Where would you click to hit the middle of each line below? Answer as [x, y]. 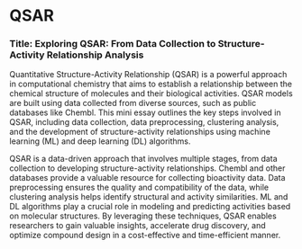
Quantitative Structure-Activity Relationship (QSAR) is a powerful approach [148, 75]
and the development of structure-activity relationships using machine [140, 132]
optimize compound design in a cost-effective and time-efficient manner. [145, 236]
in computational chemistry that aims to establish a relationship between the [151, 84]
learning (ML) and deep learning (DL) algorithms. [100, 141]
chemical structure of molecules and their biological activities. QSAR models [151, 93]
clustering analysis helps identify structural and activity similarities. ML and [149, 197]
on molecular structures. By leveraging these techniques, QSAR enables [143, 216]
